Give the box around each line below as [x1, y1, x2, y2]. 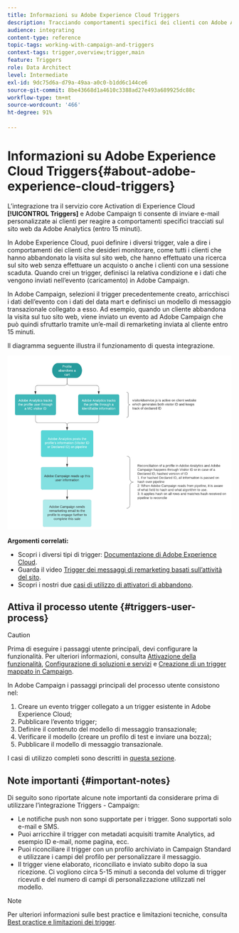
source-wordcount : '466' [7, 102, 81, 109]
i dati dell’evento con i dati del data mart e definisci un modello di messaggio [7, 297, 231, 306]
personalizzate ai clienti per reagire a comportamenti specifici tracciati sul [7, 217, 224, 225]
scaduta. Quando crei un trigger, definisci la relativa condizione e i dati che [7, 268, 227, 277]
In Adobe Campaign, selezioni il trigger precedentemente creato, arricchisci [7, 289, 230, 298]
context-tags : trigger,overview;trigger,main [7, 49, 144, 56]
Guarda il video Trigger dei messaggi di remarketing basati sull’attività [17, 565, 223, 574]
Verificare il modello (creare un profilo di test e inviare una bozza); [17, 732, 212, 741]
